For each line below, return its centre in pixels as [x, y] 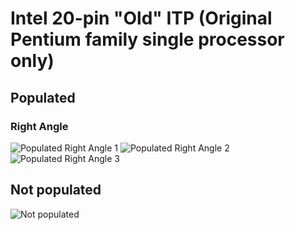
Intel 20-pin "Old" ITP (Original [141, 18]
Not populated [56, 190]
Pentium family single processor [147, 39]
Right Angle [39, 126]
